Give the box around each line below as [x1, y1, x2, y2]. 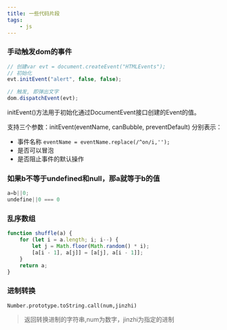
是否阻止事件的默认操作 [17, 155, 84, 163]
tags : [7, 17, 23, 23]
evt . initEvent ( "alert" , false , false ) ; [7, 76, 122, 83]
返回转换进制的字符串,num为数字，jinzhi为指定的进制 [23, 315, 175, 323]
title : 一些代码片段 [7, 10, 60, 17]
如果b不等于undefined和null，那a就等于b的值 [7, 173, 160, 183]
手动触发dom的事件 [7, 47, 72, 57]
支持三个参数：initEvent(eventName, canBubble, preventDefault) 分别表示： [7, 123, 222, 131]
